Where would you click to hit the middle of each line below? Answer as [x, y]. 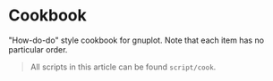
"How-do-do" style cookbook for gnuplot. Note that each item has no [136, 40]
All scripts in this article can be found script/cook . [123, 67]
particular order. [38, 49]
